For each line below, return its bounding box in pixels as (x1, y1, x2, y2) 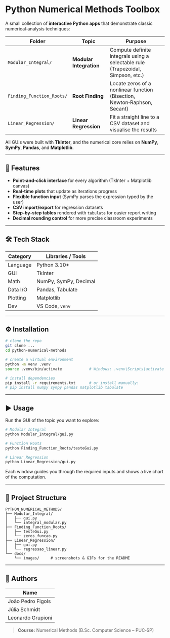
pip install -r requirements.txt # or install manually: (5, 380, 139, 386)
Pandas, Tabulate (36, 286, 78, 293)
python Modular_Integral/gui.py (5, 432, 73, 437)
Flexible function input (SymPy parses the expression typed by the (12, 194, 153, 200)
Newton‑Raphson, (109, 99, 153, 106)
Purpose (125, 37, 147, 45)
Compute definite (109, 46, 151, 53)
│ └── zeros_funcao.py (5, 534, 58, 539)
